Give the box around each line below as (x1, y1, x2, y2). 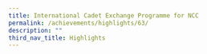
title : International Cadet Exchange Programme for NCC (8, 11, 199, 20)
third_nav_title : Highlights (8, 33, 106, 42)
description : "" (8, 26, 63, 34)
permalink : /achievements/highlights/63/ (8, 19, 149, 27)
